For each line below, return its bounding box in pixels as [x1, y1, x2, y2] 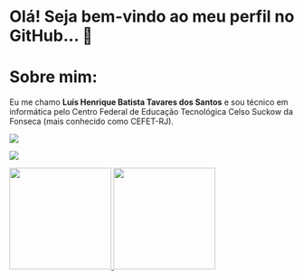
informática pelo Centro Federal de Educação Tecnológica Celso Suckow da [9, 107, 294, 117]
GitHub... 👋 [9, 25, 93, 46]
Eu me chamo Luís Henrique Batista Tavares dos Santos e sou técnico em [9, 97, 289, 107]
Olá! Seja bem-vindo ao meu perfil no [9, 6, 295, 27]
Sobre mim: [9, 67, 98, 88]
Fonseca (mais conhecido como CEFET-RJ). [9, 116, 175, 127]
